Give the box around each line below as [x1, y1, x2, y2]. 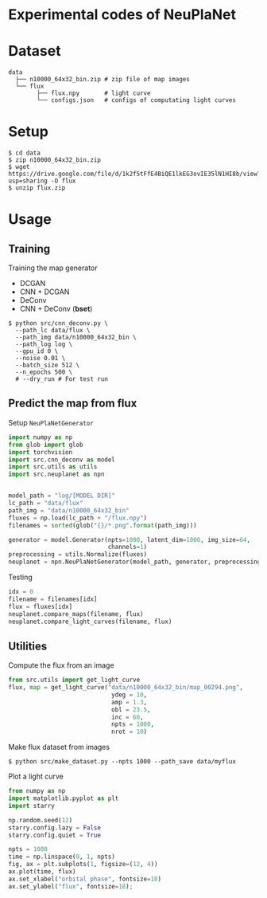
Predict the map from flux [8, 397, 137, 410]
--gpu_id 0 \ [15, 347, 59, 355]
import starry [8, 802, 56, 810]
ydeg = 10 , [110, 691, 148, 699]
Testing [8, 572, 33, 582]
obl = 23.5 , [110, 705, 151, 714]
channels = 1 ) [107, 543, 148, 551]
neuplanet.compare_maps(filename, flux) [8, 610, 145, 618]
